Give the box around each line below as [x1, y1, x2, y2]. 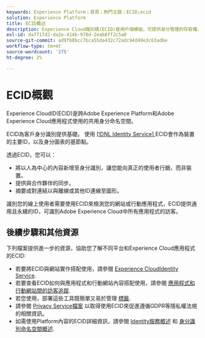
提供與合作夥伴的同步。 [15, 179, 74, 187]
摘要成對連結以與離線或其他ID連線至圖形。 [15, 187, 123, 194]
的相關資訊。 [15, 310, 48, 317]
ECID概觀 [6, 88, 53, 102]
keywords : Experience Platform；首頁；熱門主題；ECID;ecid [6, 9, 151, 15]
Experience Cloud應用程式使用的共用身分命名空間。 [6, 117, 137, 124]
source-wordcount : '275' [6, 49, 70, 55]
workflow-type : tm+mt [6, 43, 62, 50]
